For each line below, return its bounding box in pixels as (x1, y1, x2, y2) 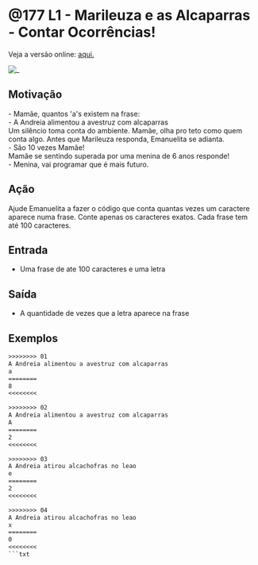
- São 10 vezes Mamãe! (8, 142, 85, 152)
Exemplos (8, 332, 58, 345)
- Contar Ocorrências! (8, 23, 156, 41)
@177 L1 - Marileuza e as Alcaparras (8, 6, 251, 25)
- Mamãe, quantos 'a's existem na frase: (8, 109, 141, 118)
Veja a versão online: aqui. (8, 49, 94, 59)
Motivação (8, 88, 63, 102)
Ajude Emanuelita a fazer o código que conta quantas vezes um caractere (8, 203, 250, 213)
